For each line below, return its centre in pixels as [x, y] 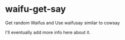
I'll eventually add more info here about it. [48, 32]
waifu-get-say [35, 9]
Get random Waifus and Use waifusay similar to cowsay [62, 23]
